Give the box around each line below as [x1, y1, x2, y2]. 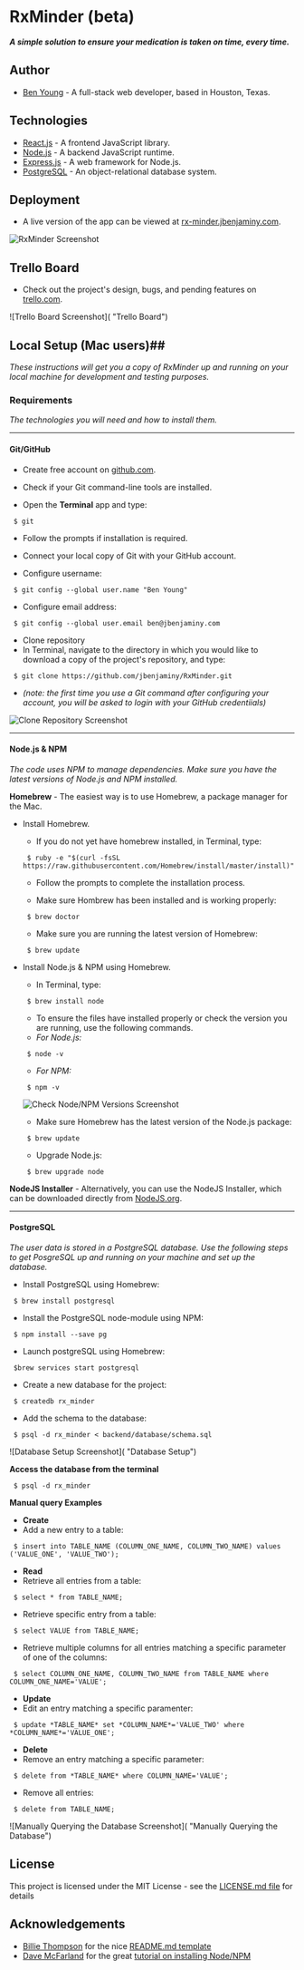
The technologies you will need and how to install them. [9, 414, 217, 425]
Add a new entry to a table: [22, 1524, 124, 1535]
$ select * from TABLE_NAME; [13, 1593, 124, 1602]
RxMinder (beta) [9, 6, 135, 27]
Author [9, 63, 50, 78]
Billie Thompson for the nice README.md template [22, 1940, 212, 1951]
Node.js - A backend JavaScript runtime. [22, 147, 175, 158]
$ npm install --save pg [13, 1330, 107, 1339]
